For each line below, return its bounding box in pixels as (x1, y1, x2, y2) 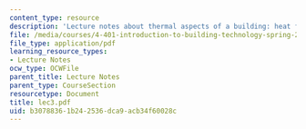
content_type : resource (9, 13, 100, 23)
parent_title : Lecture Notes (9, 73, 120, 82)
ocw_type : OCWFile (9, 64, 79, 74)
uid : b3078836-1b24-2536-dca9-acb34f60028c (9, 106, 178, 115)
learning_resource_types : (9, 47, 107, 56)
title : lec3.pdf (9, 97, 71, 107)
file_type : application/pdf (9, 38, 117, 48)
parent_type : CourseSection (9, 81, 117, 90)
